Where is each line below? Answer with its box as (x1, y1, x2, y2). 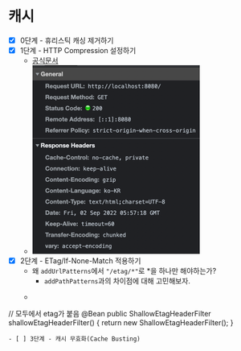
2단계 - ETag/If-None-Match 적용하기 (19, 256, 141, 266)
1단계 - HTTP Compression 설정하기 (19, 46, 137, 55)
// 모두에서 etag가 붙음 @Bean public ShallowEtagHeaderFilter (8, 309, 211, 319)
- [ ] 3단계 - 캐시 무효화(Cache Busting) (8, 335, 141, 343)
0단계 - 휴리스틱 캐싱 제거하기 (19, 35, 114, 45)
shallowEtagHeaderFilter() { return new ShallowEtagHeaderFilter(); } (8, 318, 234, 328)
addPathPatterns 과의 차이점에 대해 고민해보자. (43, 276, 191, 286)
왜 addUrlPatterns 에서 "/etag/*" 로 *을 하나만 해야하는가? (31, 266, 217, 276)
